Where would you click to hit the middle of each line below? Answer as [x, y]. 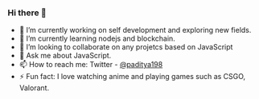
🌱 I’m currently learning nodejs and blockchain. [97, 38]
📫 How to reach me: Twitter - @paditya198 [91, 65]
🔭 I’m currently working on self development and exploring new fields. [135, 30]
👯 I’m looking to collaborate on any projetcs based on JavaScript [126, 47]
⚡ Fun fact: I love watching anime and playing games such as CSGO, [132, 77]
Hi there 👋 [27, 13]
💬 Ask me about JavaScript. [65, 56]
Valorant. [34, 88]
